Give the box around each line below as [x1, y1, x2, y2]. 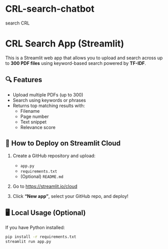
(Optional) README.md [20, 173, 64, 179]
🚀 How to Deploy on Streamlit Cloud [5, 139, 121, 148]
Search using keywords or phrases [12, 97, 86, 103]
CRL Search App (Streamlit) [5, 38, 124, 49]
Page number [20, 113, 49, 119]
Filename [20, 108, 40, 114]
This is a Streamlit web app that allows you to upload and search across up [5, 55, 163, 61]
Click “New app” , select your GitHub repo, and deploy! [12, 193, 129, 199]
